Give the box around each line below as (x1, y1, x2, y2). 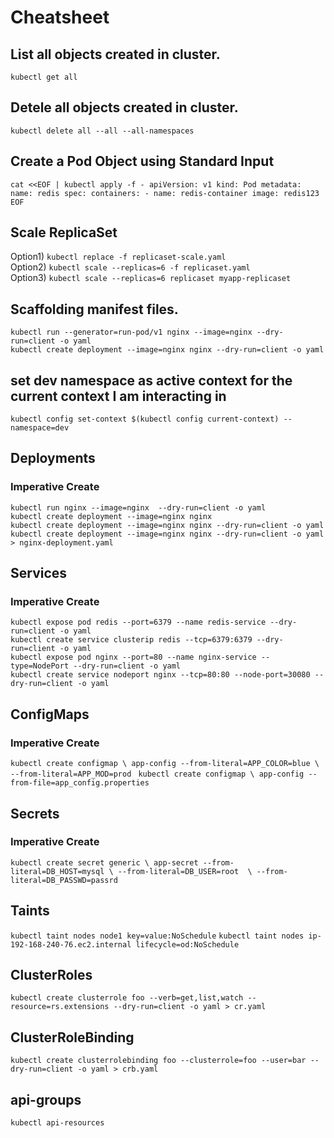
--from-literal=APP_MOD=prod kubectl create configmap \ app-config (10, 769, 305, 780)
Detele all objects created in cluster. (10, 99, 239, 116)
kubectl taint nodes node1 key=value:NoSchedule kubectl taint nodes (10, 931, 305, 941)
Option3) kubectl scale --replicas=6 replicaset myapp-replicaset (10, 272, 292, 284)
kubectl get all (10, 72, 78, 82)
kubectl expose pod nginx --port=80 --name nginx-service (10, 652, 257, 663)
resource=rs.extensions (10, 1002, 110, 1012)
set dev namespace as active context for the (10, 372, 293, 389)
